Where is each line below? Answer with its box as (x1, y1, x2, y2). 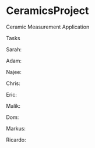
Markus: (6, 125, 26, 132)
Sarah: (6, 45, 22, 53)
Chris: (6, 80, 20, 87)
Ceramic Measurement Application (6, 23, 90, 30)
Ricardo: (6, 136, 26, 143)
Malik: (6, 102, 21, 109)
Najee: (6, 68, 22, 75)
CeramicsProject (6, 4, 89, 17)
